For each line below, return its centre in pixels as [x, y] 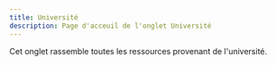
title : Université [44, 17]
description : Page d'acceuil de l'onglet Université [110, 26]
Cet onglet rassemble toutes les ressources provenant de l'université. [138, 51]
